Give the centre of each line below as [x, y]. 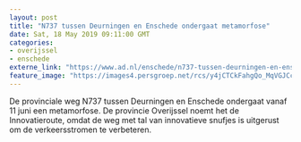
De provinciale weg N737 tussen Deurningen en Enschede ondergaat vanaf [148, 101]
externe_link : [36, 68]
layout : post [34, 17]
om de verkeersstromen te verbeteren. [81, 129]
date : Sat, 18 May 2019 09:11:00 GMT [80, 34]
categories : [31, 42]
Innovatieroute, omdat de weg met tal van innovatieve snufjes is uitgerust [144, 120]
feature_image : [38, 76]
